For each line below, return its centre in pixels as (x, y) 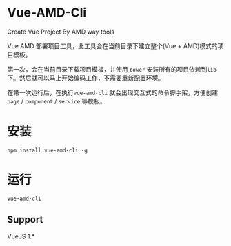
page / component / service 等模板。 (57, 101)
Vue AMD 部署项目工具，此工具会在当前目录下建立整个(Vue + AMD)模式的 (113, 45)
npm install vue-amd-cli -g (48, 150)
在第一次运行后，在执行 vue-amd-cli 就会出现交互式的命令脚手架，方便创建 (113, 92)
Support (25, 219)
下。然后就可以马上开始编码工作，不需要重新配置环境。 (86, 78)
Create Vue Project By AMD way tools (61, 32)
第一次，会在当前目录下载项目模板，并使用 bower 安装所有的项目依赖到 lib (112, 69)
